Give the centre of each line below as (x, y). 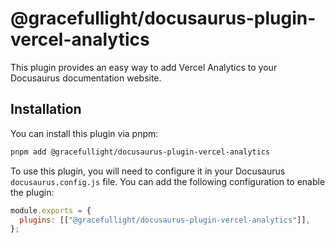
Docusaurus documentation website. (86, 78)
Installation (46, 109)
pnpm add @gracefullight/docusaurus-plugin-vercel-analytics (140, 152)
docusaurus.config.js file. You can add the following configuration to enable (168, 181)
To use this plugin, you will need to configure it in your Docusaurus (148, 171)
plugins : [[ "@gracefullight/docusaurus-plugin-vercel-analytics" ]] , (165, 220)
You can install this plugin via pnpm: (84, 133)
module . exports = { (51, 210)
